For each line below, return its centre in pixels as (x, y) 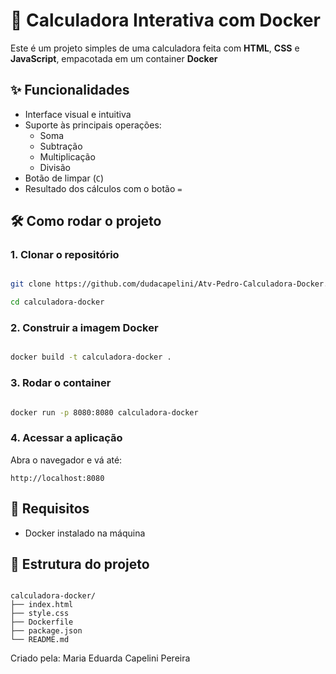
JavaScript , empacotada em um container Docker (114, 58)
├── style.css (40, 614)
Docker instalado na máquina (85, 533)
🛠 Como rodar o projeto (86, 221)
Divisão (55, 167)
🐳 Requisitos (50, 509)
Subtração (61, 146)
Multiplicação (67, 156)
